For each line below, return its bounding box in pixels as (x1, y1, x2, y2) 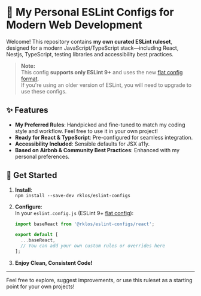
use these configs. (20, 87, 67, 95)
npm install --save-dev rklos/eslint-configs (14, 192, 130, 198)
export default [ (14, 232, 59, 238)
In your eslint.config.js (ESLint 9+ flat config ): (14, 209, 134, 216)
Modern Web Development (6, 18, 142, 32)
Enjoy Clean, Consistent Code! (14, 259, 93, 266)
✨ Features (6, 105, 48, 116)
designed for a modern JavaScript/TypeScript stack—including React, (6, 44, 179, 52)
